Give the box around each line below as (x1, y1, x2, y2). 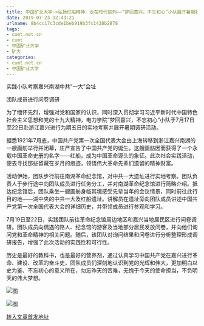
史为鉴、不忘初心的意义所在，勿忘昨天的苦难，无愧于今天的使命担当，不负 (6, 267, 192, 274)
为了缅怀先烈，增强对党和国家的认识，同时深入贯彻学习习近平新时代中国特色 (6, 109, 198, 116)
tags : (6, 26, 20, 32)
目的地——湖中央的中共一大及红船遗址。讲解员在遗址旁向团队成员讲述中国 (6, 195, 192, 203)
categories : (6, 54, 36, 60)
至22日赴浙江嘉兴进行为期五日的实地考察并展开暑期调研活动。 (6, 124, 162, 131)
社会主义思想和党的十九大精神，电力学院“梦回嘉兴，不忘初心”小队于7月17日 (6, 116, 195, 123)
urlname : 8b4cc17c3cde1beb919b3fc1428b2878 (6, 20, 118, 26)
